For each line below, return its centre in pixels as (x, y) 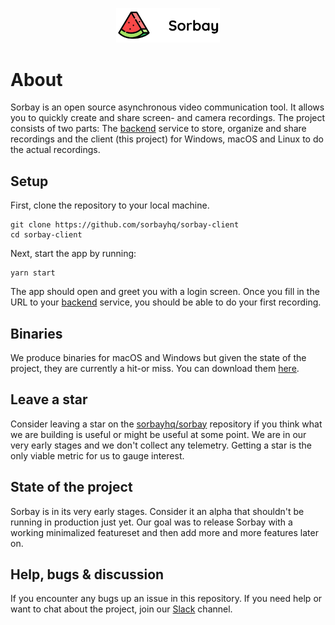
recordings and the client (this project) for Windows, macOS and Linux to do (167, 139)
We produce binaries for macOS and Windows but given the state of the (158, 357)
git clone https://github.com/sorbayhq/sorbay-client (125, 225)
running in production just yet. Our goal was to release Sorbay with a (151, 522)
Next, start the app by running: (73, 254)
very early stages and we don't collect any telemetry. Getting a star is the (161, 445)
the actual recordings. (55, 150)
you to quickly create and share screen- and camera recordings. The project (168, 118)
